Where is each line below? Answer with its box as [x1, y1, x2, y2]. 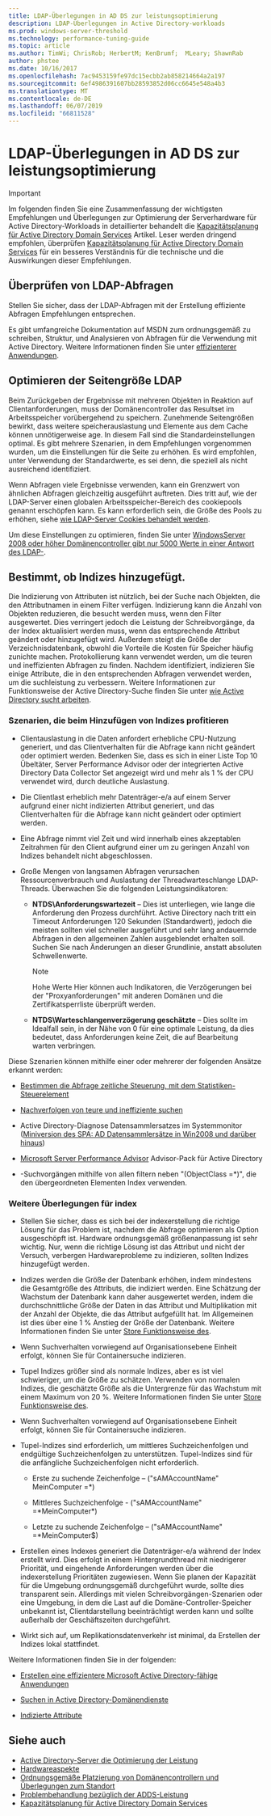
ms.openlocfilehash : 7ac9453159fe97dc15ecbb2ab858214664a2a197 [8, 72, 226, 80]
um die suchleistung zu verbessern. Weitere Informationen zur [8, 678, 216, 687]
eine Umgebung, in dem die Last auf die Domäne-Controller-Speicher [19, 1598, 252, 1607]
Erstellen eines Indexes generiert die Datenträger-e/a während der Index [19, 1546, 261, 1556]
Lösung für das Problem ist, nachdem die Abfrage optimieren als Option [19, 1224, 260, 1234]
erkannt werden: [8, 1065, 63, 1075]
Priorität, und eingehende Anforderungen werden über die [19, 1563, 214, 1573]
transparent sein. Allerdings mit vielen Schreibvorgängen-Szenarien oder [19, 1589, 263, 1599]
